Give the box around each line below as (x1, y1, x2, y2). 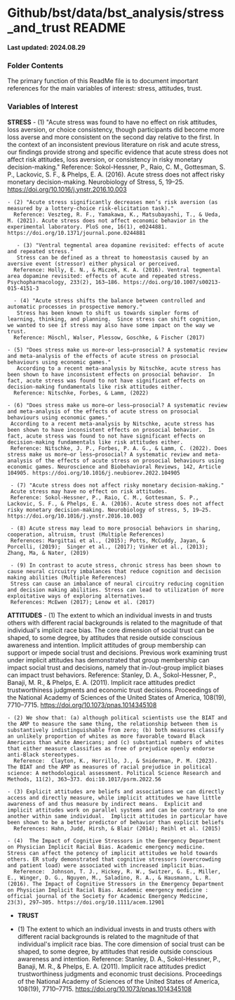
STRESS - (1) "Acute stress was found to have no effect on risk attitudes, (7, 117, 217, 126)
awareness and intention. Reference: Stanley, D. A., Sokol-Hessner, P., (17, 954, 221, 963)
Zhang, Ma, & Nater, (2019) (7, 549, 90, 556)
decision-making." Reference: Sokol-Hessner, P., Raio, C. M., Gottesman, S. (7, 162, 226, 171)
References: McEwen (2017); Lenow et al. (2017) (10, 598, 156, 605)
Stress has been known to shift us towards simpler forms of (16, 309, 199, 316)
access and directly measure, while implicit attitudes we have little (7, 794, 221, 801)
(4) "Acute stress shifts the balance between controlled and (20, 297, 206, 304)
